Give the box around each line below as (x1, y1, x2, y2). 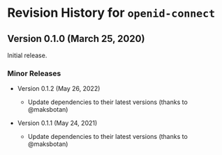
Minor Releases (7, 68, 61, 78)
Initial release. (7, 51, 47, 59)
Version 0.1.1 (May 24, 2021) (17, 119, 98, 127)
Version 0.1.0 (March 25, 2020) (7, 33, 145, 45)
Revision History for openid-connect (7, 5, 216, 21)
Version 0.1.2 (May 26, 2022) (17, 84, 101, 93)
